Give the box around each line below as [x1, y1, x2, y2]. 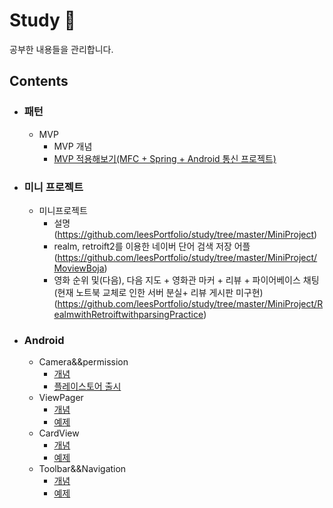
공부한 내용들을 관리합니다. [9, 43, 114, 55]
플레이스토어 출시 [53, 380, 122, 393]
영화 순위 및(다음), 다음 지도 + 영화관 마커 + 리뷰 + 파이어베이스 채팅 [53, 274, 320, 286]
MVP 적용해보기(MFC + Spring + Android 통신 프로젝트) [53, 152, 277, 164]
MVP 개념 [53, 140, 93, 152]
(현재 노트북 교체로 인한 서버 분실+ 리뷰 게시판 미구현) [53, 286, 264, 298]
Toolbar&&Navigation [38, 463, 127, 475]
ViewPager [38, 392, 84, 404]
